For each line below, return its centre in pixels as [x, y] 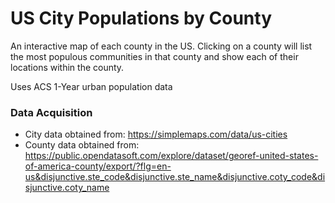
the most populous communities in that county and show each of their [154, 56]
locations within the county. [67, 67]
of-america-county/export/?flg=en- [98, 166]
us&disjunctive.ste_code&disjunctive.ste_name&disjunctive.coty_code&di [175, 177]
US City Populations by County [141, 18]
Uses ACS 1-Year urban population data [91, 86]
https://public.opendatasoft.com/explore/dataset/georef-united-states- [171, 156]
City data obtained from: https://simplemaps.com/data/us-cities [156, 134]
